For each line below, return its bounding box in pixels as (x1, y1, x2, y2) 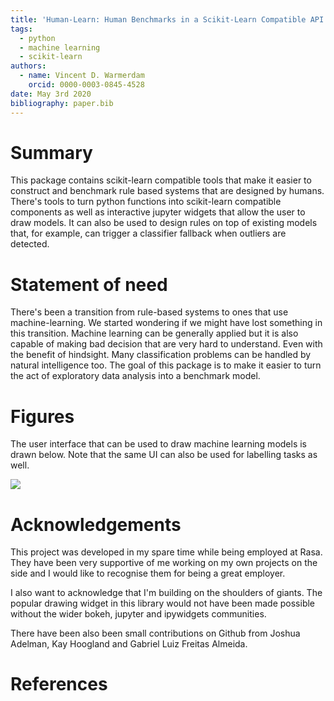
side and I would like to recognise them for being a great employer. (10, 567, 286, 580)
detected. (10, 238, 50, 250)
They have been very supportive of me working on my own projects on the (10, 557, 318, 569)
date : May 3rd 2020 (10, 89, 92, 99)
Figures (10, 405, 75, 428)
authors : (10, 61, 47, 71)
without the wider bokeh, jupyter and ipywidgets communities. (10, 608, 267, 620)
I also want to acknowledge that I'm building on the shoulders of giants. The (10, 587, 323, 599)
